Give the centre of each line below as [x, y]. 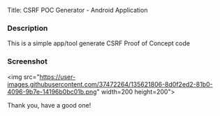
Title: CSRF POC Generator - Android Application [78, 10]
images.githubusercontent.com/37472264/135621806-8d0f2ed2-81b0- [110, 84]
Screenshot [27, 61]
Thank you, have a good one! [49, 105]
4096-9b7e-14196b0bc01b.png [52, 92]
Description [28, 28]
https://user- [58, 77]
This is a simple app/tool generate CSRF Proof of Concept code [99, 43]
